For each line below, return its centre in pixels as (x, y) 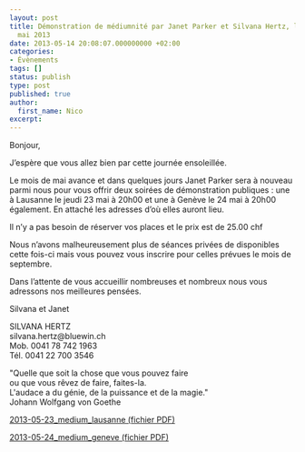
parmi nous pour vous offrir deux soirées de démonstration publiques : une (150, 190)
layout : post (34, 18)
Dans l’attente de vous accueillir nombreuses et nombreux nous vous (138, 282)
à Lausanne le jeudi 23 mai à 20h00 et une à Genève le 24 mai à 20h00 (143, 200)
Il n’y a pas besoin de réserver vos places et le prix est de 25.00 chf (136, 227)
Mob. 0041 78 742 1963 (54, 346)
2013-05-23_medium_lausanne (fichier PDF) (92, 420)
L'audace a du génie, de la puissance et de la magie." (109, 393)
